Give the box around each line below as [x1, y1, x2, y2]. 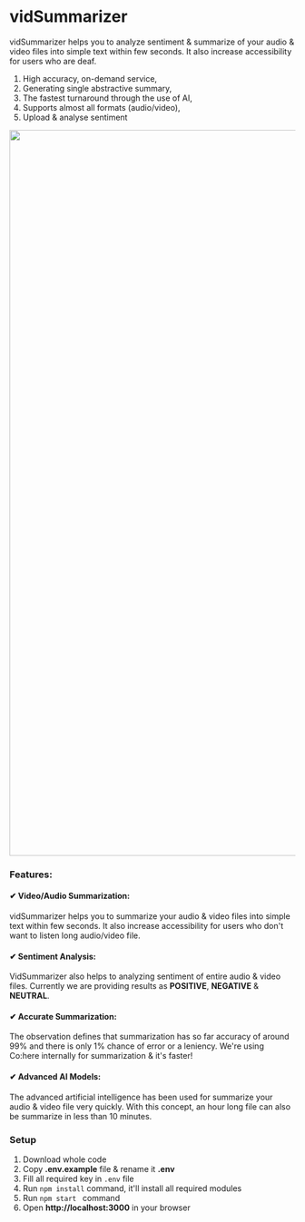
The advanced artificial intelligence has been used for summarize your [9, 1091, 273, 1102]
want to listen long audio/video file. [9, 930, 141, 941]
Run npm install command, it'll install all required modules [22, 1182, 242, 1194]
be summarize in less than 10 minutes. [9, 1110, 152, 1121]
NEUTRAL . [9, 991, 50, 1002]
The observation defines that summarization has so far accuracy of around [9, 1031, 290, 1042]
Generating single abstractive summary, [22, 83, 172, 93]
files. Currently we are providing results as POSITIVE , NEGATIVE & [9, 981, 260, 992]
